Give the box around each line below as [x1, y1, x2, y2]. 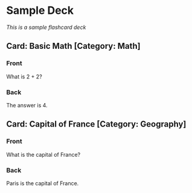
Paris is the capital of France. [6, 179, 79, 187]
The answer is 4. [6, 101, 48, 109]
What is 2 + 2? [6, 73, 42, 80]
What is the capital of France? [6, 151, 81, 158]
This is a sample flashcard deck [6, 24, 86, 31]
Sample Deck [6, 4, 74, 17]
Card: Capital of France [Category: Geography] [6, 119, 187, 130]
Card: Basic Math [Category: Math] [6, 41, 141, 51]
